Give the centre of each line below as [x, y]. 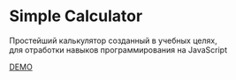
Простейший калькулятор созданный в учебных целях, [114, 40]
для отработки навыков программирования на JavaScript [118, 49]
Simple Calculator [76, 16]
